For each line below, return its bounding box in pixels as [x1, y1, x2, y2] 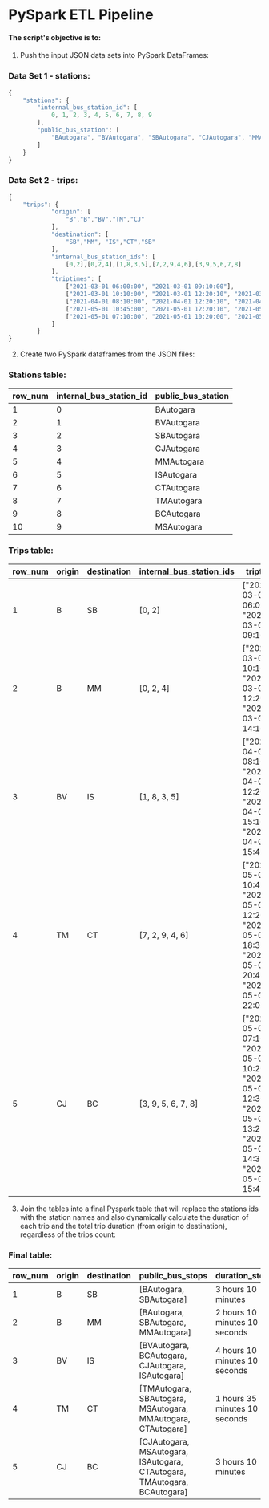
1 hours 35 [215, 1393, 258, 1404]
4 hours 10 [215, 1345, 258, 1356]
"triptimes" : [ [50, 275, 102, 283]
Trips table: [8, 545, 54, 556]
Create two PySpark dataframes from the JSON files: [19, 349, 195, 359]
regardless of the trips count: [19, 1230, 116, 1239]
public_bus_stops [139, 1270, 208, 1282]
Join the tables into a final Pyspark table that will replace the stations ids [19, 1204, 259, 1213]
